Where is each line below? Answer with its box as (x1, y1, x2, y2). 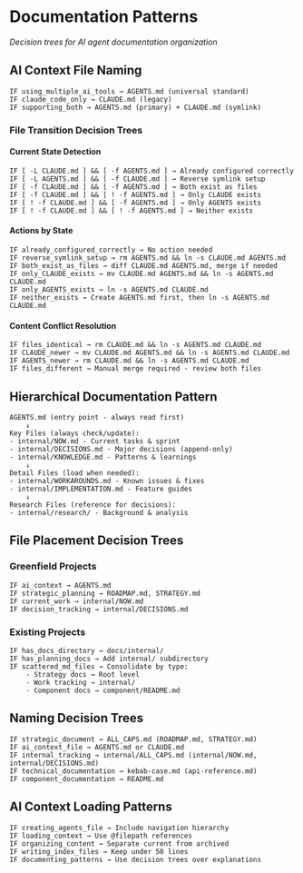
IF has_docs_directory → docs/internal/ (9, 647, 165, 656)
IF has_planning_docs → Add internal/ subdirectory (9, 654, 209, 664)
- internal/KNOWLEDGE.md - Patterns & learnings (9, 452, 197, 462)
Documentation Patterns (9, 6, 199, 27)
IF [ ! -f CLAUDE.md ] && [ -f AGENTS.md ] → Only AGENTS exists (9, 198, 261, 207)
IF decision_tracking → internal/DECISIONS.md (9, 604, 189, 614)
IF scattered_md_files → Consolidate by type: (9, 662, 189, 671)
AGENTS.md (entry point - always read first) (9, 413, 184, 422)
